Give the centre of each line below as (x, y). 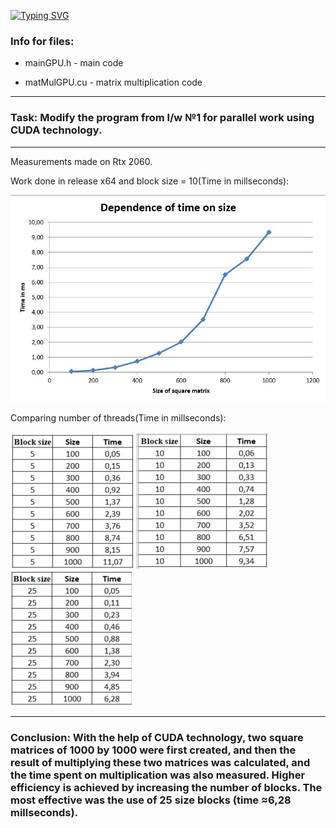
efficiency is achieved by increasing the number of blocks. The (166, 788)
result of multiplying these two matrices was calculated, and (160, 763)
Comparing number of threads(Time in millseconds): (118, 418)
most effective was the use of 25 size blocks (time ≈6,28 (151, 800)
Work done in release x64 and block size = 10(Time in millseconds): (150, 181)
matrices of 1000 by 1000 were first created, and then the (153, 750)
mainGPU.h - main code (74, 63)
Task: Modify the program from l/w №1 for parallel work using (162, 118)
